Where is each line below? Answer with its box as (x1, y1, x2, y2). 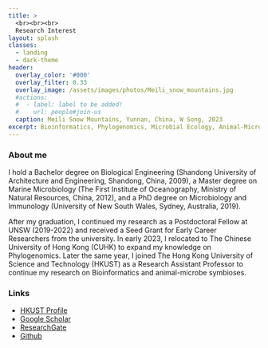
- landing (15, 49, 48, 57)
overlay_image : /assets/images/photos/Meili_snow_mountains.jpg (15, 85, 234, 94)
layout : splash (8, 34, 59, 42)
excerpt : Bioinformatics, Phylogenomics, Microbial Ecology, (8, 123, 216, 131)
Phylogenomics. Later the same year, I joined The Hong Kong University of (8, 251, 254, 260)
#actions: (15, 93, 48, 101)
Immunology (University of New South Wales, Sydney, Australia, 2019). (8, 201, 241, 212)
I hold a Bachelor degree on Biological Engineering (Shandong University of (8, 168, 257, 177)
